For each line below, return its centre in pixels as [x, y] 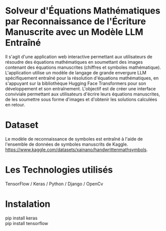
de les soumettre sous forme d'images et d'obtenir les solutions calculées [81, 99]
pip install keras [21, 218]
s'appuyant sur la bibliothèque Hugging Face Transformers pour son [76, 83]
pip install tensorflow [27, 223]
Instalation [28, 204]
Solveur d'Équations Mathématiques [83, 11]
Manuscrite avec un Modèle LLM [74, 32]
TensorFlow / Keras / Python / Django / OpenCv [54, 184]
